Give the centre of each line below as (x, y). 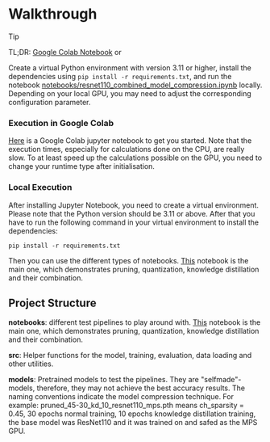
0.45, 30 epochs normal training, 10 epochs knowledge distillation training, (132, 414)
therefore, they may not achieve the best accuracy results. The (141, 388)
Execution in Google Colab (61, 123)
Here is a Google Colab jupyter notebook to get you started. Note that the (130, 141)
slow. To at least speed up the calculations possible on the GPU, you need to (135, 158)
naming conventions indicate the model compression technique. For (121, 397)
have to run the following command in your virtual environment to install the (134, 222)
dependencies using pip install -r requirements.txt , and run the (120, 76)
